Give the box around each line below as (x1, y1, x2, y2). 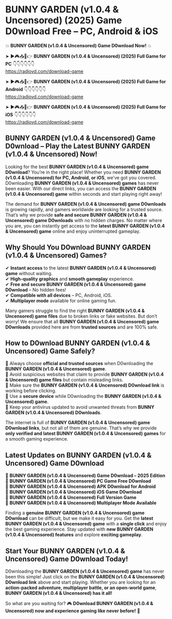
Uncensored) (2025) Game (5, 14, 122, 26)
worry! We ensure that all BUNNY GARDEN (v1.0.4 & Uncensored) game (5, 318, 159, 324)
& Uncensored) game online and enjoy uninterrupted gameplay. (5, 228, 141, 234)
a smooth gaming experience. (5, 436, 68, 442)
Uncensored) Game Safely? (5, 347, 95, 355)
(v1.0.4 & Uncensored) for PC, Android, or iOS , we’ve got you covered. (5, 174, 157, 180)
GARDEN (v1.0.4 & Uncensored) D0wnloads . (5, 410, 102, 416)
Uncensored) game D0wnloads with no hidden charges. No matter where (5, 217, 163, 223)
